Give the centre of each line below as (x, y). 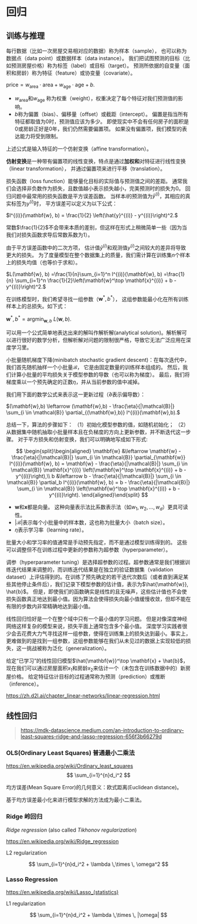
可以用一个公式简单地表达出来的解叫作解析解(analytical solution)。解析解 (94, 333)
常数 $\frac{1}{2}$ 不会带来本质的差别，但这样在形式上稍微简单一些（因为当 (97, 227)
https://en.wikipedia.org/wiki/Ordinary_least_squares (70, 766)
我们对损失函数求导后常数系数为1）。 (50, 235)
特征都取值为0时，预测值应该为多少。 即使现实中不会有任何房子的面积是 (102, 121)
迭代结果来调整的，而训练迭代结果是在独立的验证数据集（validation (92, 570)
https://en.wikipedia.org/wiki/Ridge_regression (62, 841)
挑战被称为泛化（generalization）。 (68, 649)
